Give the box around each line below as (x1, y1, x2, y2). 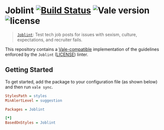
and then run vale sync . (5, 84, 53, 90)
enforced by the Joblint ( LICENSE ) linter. (5, 52, 88, 57)
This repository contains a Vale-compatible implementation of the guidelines (5, 46, 159, 52)
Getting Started (5, 66, 53, 74)
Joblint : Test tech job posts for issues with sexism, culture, (17, 31, 137, 37)
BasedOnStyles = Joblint (5, 120, 56, 125)
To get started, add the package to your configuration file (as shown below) (5, 78, 158, 84)
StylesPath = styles (5, 93, 47, 98)
